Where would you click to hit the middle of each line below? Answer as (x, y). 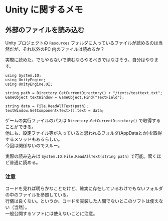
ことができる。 (21, 127)
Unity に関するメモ (44, 10)
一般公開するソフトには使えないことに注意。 (51, 213)
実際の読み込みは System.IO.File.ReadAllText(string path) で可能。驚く (81, 156)
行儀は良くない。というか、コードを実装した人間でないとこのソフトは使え (82, 201)
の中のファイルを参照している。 (38, 195)
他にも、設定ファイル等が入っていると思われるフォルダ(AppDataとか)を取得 (83, 133)
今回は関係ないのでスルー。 (34, 146)
